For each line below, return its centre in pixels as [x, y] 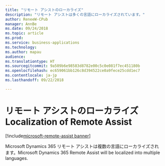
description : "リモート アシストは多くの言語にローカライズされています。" [75, 15]
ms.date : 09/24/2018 [27, 29]
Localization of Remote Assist [68, 122]
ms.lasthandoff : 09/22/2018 [35, 80]
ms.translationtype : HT [30, 61]
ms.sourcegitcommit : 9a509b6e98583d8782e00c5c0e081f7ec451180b [73, 66]
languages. [17, 158]
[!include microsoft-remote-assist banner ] [48, 136]
